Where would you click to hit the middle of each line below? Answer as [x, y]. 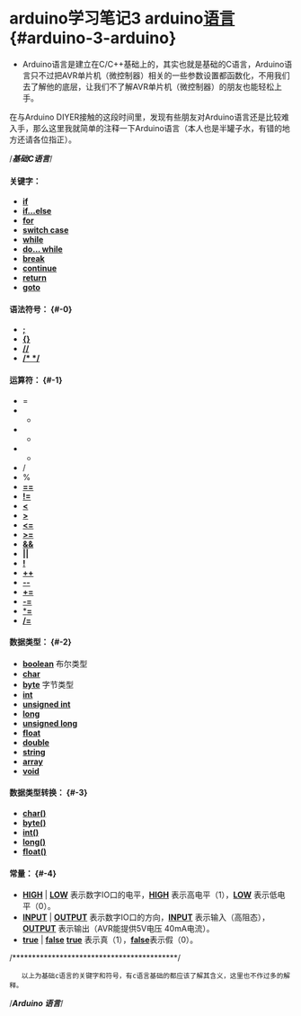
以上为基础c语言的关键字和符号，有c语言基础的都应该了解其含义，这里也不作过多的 [152, 976]
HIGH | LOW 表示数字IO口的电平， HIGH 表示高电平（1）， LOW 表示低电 [154, 895]
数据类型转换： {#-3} [49, 793]
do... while [42, 249]
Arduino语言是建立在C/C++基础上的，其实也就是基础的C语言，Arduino [153, 64]
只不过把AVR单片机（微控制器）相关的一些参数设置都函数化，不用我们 [160, 75]
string [34, 752]
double [35, 742]
